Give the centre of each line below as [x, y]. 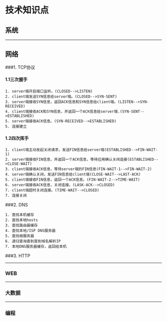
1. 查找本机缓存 [20, 215]
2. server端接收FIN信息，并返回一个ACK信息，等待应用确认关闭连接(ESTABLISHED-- [82, 160]
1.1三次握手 [16, 80]
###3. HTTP [18, 256]
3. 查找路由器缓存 [22, 225]
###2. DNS [17, 205]
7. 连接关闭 [16, 196]
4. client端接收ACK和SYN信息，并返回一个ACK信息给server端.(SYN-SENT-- [75, 112]
